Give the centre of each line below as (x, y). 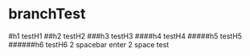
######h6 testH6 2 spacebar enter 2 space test (89, 44)
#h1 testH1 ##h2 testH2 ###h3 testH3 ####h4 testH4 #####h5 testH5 (125, 36)
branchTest (47, 14)
